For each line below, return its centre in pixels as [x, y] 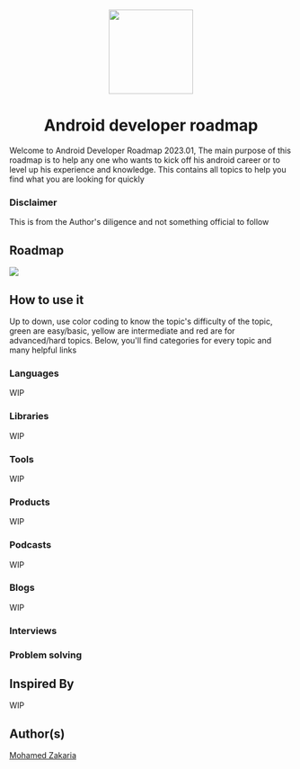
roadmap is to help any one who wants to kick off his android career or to [145, 160]
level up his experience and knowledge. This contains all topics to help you [148, 170]
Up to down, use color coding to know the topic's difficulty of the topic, [141, 322]
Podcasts [31, 545]
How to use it [47, 300]
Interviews [33, 630]
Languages [35, 373]
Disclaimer [33, 202]
